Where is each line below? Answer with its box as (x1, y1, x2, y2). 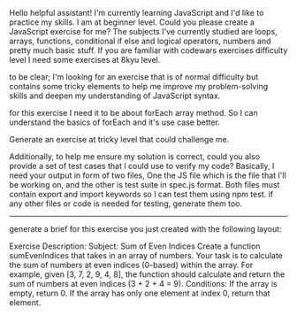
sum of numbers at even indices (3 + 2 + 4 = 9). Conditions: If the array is (9, 279, 278, 288)
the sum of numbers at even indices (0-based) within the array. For (9, 260, 254, 270)
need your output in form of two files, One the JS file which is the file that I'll (9, 170, 287, 181)
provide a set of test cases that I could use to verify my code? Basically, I (9, 161, 275, 171)
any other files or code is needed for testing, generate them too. (9, 198, 243, 209)
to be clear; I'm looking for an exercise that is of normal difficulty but (9, 72, 259, 82)
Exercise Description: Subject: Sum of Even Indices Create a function (9, 241, 261, 251)
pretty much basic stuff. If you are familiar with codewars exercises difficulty (9, 45, 288, 56)
